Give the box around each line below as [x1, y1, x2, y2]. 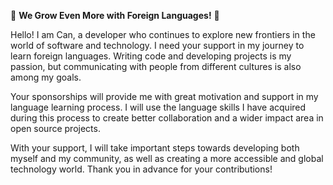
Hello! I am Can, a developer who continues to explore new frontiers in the [10, 29, 316, 40]
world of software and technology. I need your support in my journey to [10, 40, 305, 51]
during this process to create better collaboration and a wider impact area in [10, 112, 324, 124]
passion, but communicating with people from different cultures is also [10, 61, 302, 72]
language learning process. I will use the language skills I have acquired [10, 101, 307, 113]
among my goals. [10, 71, 82, 83]
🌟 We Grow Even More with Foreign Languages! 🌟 [10, 10, 220, 21]
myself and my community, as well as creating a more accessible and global [10, 153, 324, 164]
